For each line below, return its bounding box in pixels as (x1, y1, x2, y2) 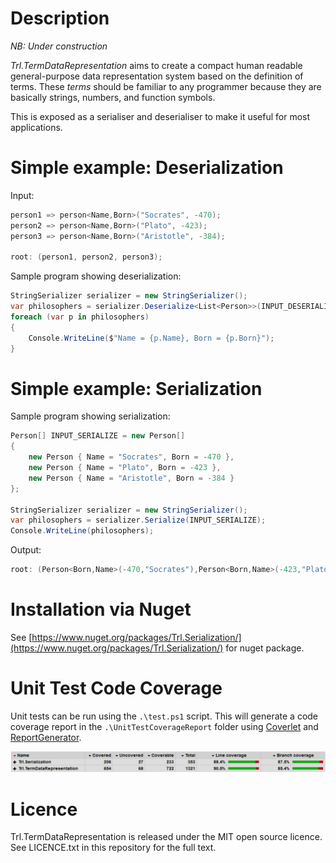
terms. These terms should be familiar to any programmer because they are (10, 80, 322, 92)
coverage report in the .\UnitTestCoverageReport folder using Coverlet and (10, 720, 319, 732)
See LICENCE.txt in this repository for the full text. (10, 842, 217, 854)
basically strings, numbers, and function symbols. (10, 91, 216, 103)
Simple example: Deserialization (10, 157, 284, 179)
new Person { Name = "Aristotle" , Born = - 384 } (28, 473, 235, 483)
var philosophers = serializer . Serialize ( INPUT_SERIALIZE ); (10, 515, 267, 526)
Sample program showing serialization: (10, 410, 171, 422)
